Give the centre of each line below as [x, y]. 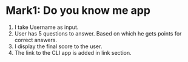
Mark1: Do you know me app [78, 11]
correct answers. [35, 40]
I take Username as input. [46, 27]
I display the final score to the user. [58, 46]
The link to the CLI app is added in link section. [73, 52]
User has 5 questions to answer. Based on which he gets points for [98, 33]
